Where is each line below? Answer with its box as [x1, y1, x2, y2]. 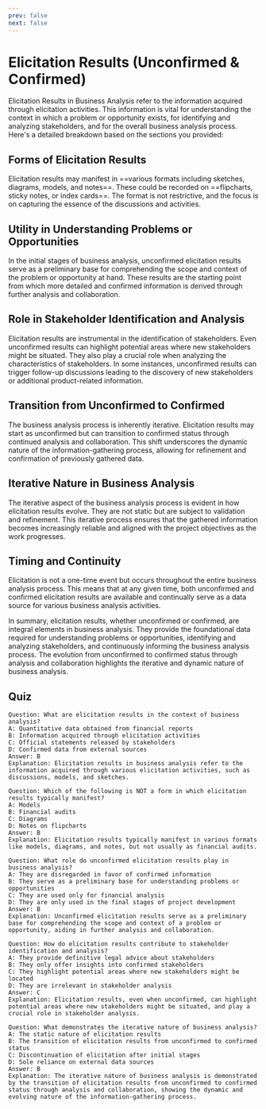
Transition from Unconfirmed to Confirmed [8, 399, 225, 413]
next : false [8, 19, 48, 27]
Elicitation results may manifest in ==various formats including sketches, [8, 174, 245, 183]
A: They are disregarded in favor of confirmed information [8, 871, 212, 879]
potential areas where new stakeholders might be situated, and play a [8, 1003, 250, 1011]
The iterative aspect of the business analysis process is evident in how [8, 498, 240, 507]
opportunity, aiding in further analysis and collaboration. [8, 926, 215, 934]
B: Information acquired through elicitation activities [8, 732, 201, 740]
